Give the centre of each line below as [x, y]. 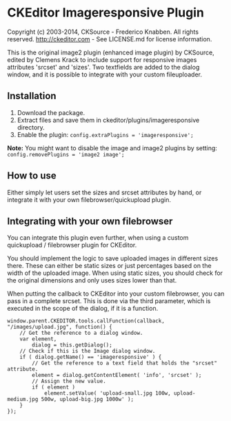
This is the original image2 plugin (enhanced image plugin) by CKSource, [111, 52]
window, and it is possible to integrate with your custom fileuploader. [104, 74]
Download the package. [51, 112]
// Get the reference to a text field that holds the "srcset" [124, 363]
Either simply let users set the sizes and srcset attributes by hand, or [104, 192]
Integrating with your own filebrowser [90, 221]
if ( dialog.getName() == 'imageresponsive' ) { [91, 357]
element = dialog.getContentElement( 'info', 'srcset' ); [117, 376]
